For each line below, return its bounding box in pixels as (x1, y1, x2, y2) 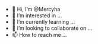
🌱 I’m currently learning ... (11, 18, 75, 25)
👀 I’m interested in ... (11, 12, 62, 19)
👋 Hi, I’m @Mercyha (11, 6, 61, 12)
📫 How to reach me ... (11, 32, 67, 38)
